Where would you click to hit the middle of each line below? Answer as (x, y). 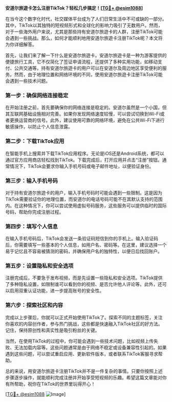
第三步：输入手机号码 (31, 181)
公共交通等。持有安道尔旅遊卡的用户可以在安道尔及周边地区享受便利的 (88, 68)
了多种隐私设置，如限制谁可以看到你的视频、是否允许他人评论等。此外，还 (84, 284)
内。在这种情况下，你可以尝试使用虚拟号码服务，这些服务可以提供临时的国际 (86, 205)
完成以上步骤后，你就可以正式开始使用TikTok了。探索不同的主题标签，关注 (84, 317)
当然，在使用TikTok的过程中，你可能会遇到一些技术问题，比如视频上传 (80, 341)
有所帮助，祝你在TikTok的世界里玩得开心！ (50, 384)
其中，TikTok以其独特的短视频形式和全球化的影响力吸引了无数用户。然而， (84, 25)
